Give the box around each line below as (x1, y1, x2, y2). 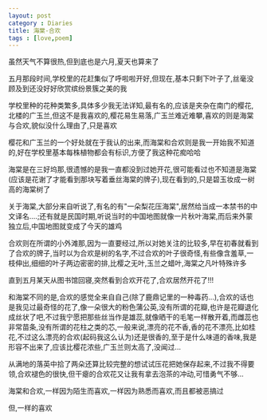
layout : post (8, 11, 52, 20)
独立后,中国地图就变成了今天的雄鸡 (8, 221, 123, 232)
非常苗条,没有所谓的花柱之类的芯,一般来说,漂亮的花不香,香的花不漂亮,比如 (8, 323, 249, 332)
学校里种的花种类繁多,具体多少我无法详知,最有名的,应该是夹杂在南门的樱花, (8, 101, 254, 110)
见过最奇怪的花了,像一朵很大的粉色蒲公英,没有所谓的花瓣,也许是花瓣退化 (22, 303, 259, 312)
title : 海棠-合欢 (8, 26, 61, 34)
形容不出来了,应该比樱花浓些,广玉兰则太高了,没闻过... (8, 343, 182, 352)
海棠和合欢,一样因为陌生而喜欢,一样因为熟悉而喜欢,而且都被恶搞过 (8, 386, 225, 396)
